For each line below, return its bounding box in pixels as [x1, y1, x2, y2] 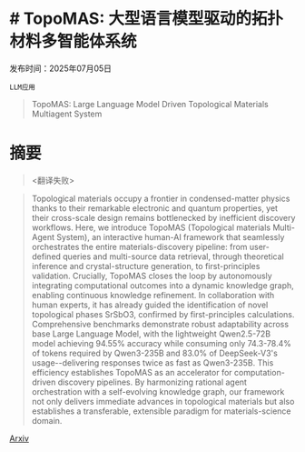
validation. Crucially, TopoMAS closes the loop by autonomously [31, 270, 272, 281]
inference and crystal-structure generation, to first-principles [31, 260, 261, 271]
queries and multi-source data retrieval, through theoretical [63, 251, 284, 262]
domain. [31, 415, 63, 426]
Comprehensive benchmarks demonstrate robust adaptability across [31, 318, 289, 329]
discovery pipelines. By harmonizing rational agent [57, 377, 248, 387]
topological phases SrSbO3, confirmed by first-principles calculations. [31, 308, 295, 319]
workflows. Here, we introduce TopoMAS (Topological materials [31, 222, 271, 233]
